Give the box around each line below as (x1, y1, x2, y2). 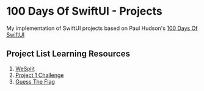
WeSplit (15, 65, 35, 72)
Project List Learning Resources (6, 49, 130, 59)
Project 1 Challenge (15, 71, 64, 79)
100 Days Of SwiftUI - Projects (6, 4, 163, 18)
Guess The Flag (15, 78, 55, 85)
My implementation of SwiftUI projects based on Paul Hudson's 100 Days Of (6, 24, 198, 32)
